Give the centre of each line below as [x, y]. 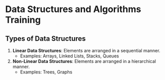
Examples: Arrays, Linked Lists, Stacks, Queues [70, 56]
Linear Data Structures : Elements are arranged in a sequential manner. [86, 51]
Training [23, 20]
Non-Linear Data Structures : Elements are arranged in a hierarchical [84, 61]
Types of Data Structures [45, 38]
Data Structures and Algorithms [73, 9]
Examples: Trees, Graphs [46, 72]
